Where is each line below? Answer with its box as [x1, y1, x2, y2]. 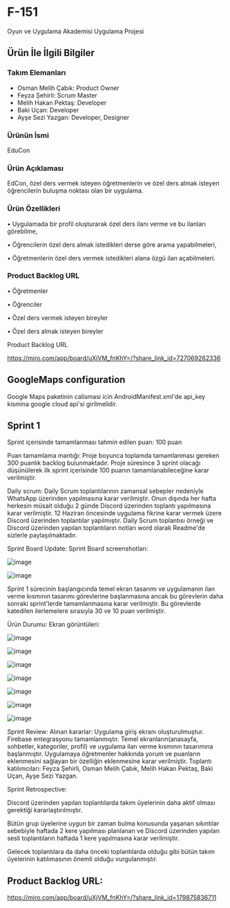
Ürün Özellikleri [7, 204, 61, 213]
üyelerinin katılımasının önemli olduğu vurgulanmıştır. [7, 855, 157, 863]
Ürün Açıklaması [7, 163, 64, 173]
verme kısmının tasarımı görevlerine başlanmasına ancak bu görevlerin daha [7, 592, 224, 600]
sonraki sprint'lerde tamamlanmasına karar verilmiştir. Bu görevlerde [7, 600, 202, 608]
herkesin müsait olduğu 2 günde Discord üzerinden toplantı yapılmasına [7, 501, 211, 510]
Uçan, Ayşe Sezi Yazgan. [7, 772, 78, 780]
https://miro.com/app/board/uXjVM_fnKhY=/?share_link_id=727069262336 [7, 354, 221, 362]
